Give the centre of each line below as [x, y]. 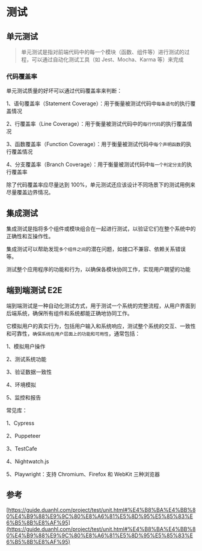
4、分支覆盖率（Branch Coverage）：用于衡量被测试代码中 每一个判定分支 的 [97, 165]
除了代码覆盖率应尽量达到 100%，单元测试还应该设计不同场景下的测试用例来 [101, 185]
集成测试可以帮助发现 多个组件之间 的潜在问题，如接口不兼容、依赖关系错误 [96, 249]
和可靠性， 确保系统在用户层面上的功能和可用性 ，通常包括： [73, 333]
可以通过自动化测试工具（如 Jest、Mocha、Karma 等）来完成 [108, 60]
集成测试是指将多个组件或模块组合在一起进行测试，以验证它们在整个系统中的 [101, 229]
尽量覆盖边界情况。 [30, 192]
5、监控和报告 [24, 397]
